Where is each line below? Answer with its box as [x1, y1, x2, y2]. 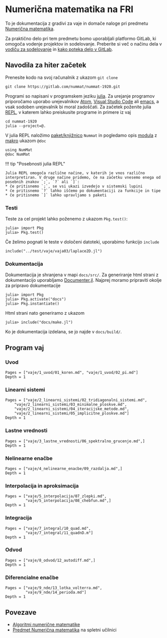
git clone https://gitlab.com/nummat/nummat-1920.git [5, 84, 121, 89]
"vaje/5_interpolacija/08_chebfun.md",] [25, 498, 112, 503]
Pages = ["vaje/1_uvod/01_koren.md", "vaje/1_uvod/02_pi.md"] [5, 370, 138, 375]
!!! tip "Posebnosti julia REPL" [5, 160, 65, 166]
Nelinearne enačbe [5, 454, 53, 461]
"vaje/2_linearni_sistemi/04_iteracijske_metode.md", [14, 406, 129, 412]
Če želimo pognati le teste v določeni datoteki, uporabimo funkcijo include [5, 239, 159, 245]
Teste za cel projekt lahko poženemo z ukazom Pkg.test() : [5, 216, 128, 222]
